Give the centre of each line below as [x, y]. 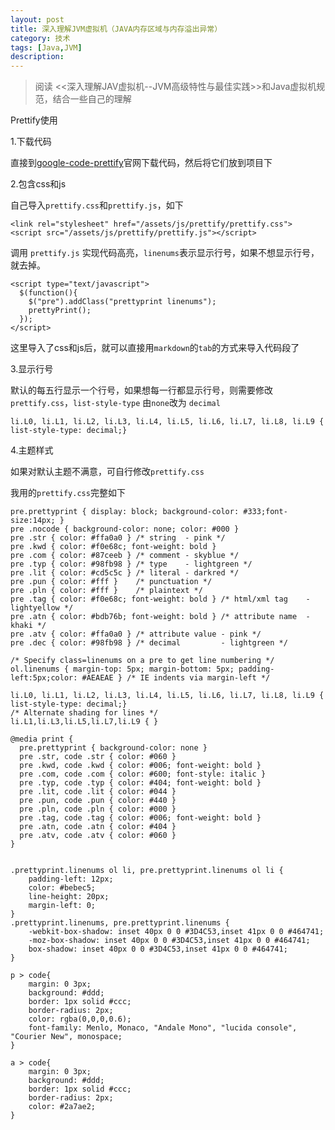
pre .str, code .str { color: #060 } [98, 757]
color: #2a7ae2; [62, 1107]
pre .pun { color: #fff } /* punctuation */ [111, 582]
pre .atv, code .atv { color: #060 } [98, 836]
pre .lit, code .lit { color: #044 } [98, 792]
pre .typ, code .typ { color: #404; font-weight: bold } [140, 783]
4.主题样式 [32, 450]
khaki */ [28, 626]
